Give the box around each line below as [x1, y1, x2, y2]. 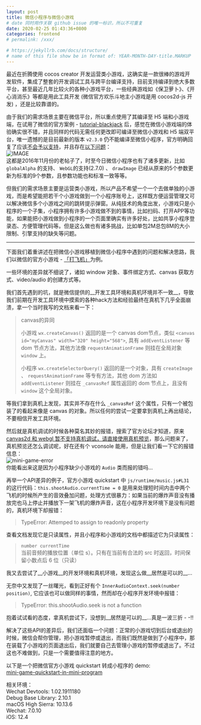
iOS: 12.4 [6, 713, 29, 720]
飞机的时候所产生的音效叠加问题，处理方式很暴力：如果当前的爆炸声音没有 [6, 492, 190, 499]
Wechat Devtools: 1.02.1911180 [6, 688, 81, 695]
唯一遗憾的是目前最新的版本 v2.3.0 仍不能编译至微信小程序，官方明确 [16, 136, 188, 143]
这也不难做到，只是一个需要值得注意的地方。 [6, 649, 117, 656]
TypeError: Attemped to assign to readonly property [20, 519, 149, 526]
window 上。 [20, 352, 50, 359]
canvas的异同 [20, 316, 55, 323]
